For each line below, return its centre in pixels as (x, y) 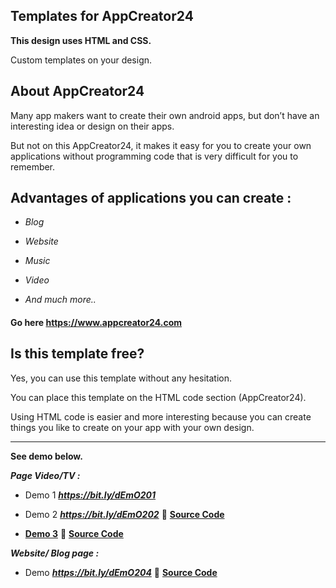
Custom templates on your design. (81, 60)
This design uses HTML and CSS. (81, 40)
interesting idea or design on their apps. (92, 126)
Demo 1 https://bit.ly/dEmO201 (90, 495)
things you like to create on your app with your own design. (132, 427)
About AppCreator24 (77, 91)
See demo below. (46, 456)
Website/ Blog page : (55, 553)
